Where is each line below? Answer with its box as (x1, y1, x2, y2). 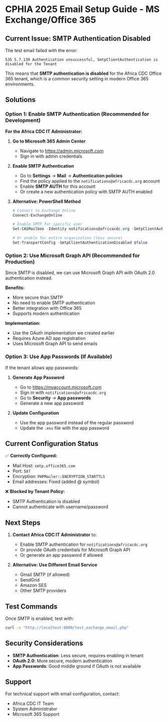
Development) (5, 117, 41, 124)
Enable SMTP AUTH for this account (20, 183, 96, 189)
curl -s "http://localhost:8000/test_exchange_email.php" (5, 625, 129, 630)
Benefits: (5, 285, 25, 291)
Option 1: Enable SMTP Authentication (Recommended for (5, 110, 149, 117)
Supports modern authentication (12, 310, 80, 317)
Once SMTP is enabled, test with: (5, 615, 74, 621)
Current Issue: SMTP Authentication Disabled (5, 34, 151, 43)
